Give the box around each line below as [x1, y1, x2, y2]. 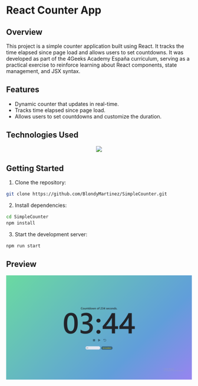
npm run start [6, 243, 41, 249]
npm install [6, 220, 35, 226]
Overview [6, 27, 43, 37]
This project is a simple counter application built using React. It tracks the [6, 42, 184, 50]
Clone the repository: [14, 179, 67, 186]
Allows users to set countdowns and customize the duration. [14, 113, 162, 120]
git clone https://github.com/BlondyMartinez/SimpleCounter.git [6, 191, 167, 197]
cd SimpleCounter [6, 214, 49, 220]
